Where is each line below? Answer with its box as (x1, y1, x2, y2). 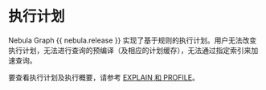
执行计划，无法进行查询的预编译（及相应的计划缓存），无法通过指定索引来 (8, 45, 252, 55)
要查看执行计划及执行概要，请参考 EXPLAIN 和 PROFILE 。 (8, 72, 199, 82)
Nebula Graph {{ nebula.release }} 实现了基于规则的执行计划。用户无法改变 (8, 35, 257, 45)
